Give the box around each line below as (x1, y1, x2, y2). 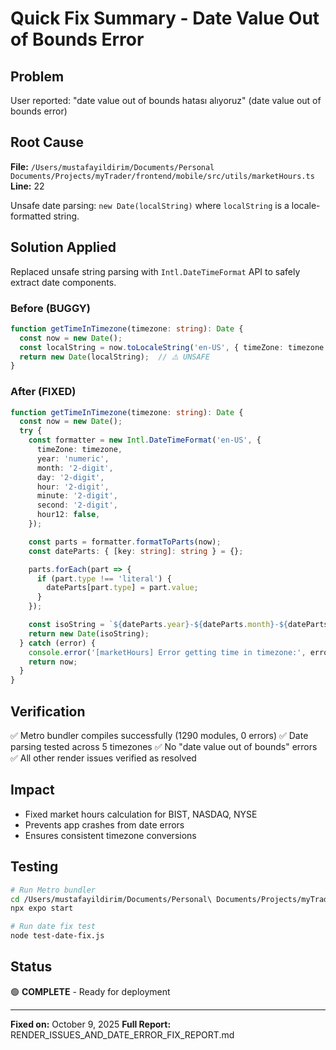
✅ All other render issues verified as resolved (10, 752, 197, 764)
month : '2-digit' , (36, 463, 114, 473)
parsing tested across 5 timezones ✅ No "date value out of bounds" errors (10, 741, 318, 753)
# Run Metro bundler (10, 885, 97, 895)
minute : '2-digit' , (36, 491, 118, 501)
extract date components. (10, 276, 117, 288)
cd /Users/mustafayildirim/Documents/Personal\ (10, 894, 213, 904)
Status (10, 958, 53, 976)
